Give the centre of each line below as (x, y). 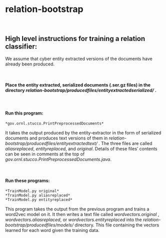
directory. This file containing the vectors (117, 225)
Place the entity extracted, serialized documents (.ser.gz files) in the (78, 85)
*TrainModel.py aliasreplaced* (38, 195)
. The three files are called (125, 143)
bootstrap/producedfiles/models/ (39, 225)
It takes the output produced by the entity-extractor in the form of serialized (83, 133)
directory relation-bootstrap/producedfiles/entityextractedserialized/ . (81, 90)
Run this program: (24, 113)
